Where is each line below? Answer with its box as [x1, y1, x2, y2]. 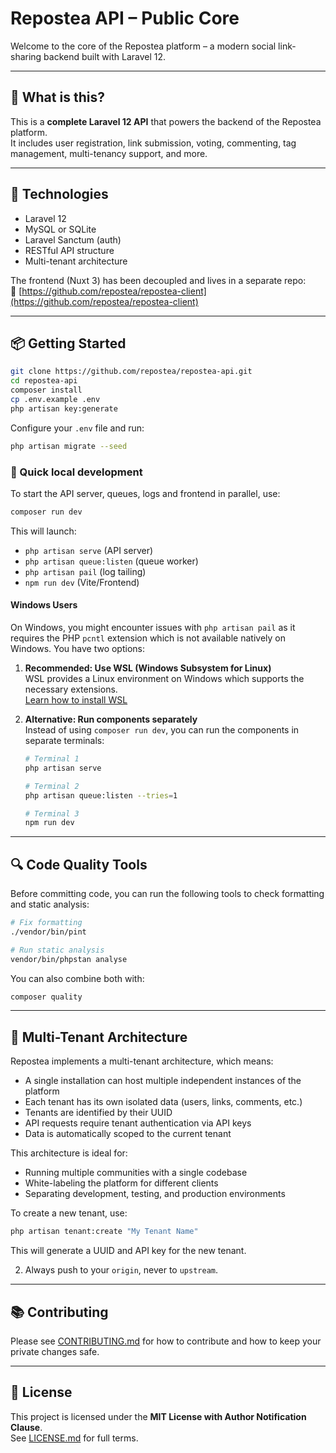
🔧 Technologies [10, 186, 109, 203]
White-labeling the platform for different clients [24, 1177, 219, 1189]
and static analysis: [10, 898, 90, 911]
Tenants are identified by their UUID [24, 1107, 173, 1119]
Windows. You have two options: [10, 643, 146, 654]
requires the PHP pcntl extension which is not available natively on [10, 632, 286, 644]
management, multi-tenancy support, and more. [10, 147, 208, 159]
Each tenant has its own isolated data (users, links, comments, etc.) [24, 1096, 303, 1108]
